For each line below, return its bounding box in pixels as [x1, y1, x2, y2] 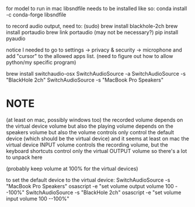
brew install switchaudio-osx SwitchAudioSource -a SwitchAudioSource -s [6, 70, 186, 77]
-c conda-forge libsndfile [6, 11, 67, 18]
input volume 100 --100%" [6, 195, 69, 202]
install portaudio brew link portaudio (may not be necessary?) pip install [6, 29, 179, 36]
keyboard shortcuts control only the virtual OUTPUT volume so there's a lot [6, 147, 187, 154]
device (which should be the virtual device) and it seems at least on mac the [6, 135, 190, 142]
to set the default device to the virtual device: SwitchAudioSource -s [6, 176, 170, 184]
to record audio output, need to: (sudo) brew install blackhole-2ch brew [6, 23, 178, 29]
